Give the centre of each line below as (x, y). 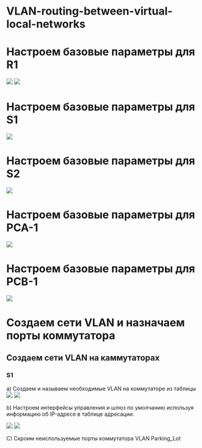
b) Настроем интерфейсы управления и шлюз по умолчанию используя (100, 407)
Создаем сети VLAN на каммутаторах (83, 358)
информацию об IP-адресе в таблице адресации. (70, 414)
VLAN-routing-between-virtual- (89, 11)
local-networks (46, 24)
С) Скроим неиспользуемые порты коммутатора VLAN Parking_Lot (94, 438)
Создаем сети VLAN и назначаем (96, 323)
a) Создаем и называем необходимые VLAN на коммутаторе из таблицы (101, 388)
